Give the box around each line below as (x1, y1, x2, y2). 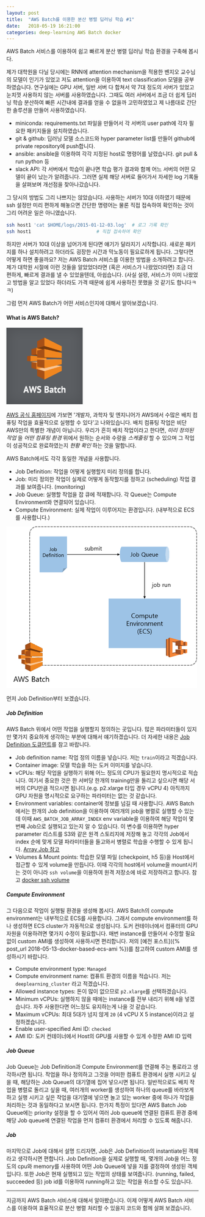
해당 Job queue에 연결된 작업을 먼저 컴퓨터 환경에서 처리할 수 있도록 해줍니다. (6, 1117, 193, 1124)
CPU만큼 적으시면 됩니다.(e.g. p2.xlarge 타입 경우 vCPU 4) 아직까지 (26, 785, 190, 792)
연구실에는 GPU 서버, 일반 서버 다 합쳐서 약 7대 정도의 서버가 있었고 (34, 83, 195, 91)
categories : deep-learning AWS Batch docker (6, 29, 121, 36)
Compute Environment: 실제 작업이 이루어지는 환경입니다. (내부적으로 (15, 506, 183, 514)
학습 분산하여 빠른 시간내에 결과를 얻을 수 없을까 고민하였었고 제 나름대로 (12, 99, 185, 107)
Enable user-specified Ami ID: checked (15, 1025, 111, 1033)
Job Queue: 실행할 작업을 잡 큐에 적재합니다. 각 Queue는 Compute (15, 491, 177, 499)
